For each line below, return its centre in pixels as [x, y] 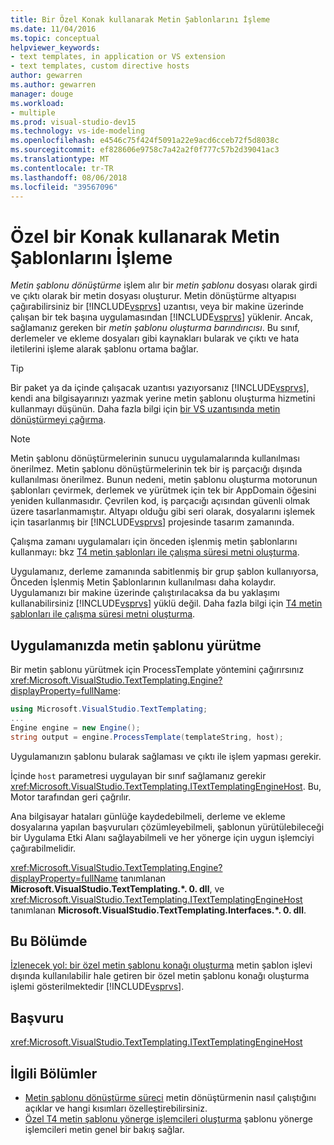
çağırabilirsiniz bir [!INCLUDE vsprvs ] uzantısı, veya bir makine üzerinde [157, 307]
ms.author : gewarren [53, 85]
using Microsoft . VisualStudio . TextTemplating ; [109, 709]
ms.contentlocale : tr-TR [62, 168]
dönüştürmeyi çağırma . [58, 420]
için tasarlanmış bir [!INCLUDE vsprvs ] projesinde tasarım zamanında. [152, 522]
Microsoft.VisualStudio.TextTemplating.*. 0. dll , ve [117, 888]
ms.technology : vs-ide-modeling [77, 131]
